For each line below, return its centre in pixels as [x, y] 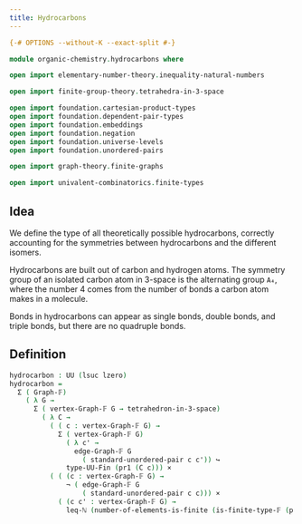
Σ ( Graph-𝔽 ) [42, 392]
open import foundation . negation [72, 133]
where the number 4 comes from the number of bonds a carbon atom [139, 289]
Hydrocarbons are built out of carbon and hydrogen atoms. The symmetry [147, 269]
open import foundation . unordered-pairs [87, 150]
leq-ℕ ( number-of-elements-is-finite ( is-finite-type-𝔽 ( [178, 510]
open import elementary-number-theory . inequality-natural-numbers [137, 75]
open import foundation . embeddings [76, 125]
